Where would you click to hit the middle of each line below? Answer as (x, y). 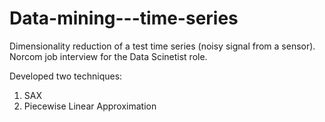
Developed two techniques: (66, 76)
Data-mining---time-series (124, 18)
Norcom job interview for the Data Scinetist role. (108, 56)
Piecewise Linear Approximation (90, 106)
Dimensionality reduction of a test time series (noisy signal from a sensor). (162, 46)
